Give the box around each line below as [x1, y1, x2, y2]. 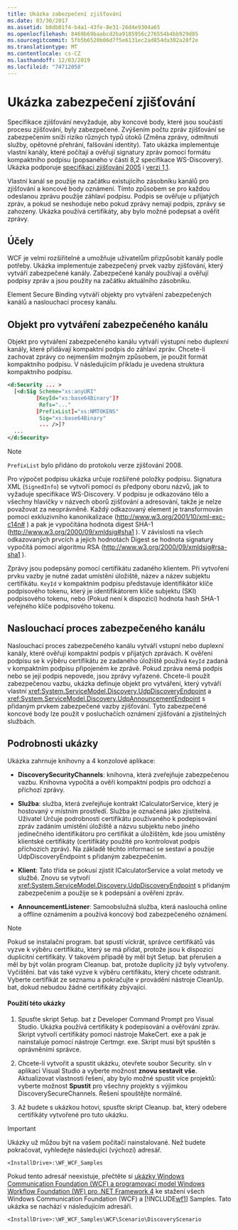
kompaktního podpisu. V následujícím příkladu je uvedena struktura [7, 360, 205, 369]
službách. [7, 716, 36, 726]
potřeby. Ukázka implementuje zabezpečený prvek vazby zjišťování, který [7, 261, 224, 270]
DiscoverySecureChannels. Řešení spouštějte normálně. [17, 1089, 183, 1098]
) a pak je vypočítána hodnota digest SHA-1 [26, 520, 154, 529]
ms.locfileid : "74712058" [7, 63, 84, 70]
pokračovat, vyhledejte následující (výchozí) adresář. [7, 1145, 162, 1154]
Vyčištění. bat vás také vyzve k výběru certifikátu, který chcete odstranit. [7, 967, 222, 976]
